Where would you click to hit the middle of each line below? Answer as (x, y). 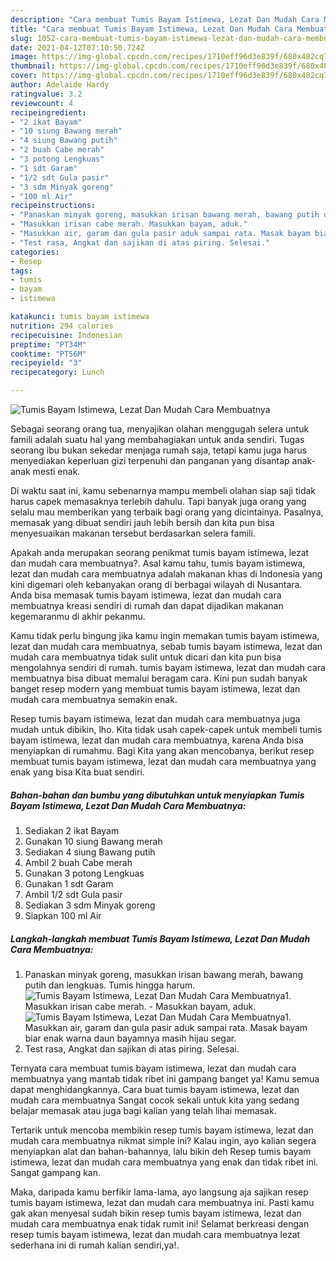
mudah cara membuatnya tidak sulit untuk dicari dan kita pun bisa (146, 657)
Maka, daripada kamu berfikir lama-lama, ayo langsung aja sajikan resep (159, 1192)
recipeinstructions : (53, 206)
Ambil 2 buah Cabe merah (78, 862)
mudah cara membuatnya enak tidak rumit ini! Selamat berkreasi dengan (160, 1223)
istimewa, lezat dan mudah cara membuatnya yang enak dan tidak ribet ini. (164, 1162)
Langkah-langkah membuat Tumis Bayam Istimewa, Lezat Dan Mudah (160, 938)
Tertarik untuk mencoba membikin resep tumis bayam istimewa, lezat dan (162, 1130)
